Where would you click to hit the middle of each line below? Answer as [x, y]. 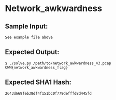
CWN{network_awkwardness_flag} [36, 67]
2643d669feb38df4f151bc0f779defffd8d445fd [48, 93]
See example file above [29, 37]
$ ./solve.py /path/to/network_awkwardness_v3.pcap [58, 63]
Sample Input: [27, 26]
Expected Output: [32, 52]
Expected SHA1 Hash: [38, 82]
